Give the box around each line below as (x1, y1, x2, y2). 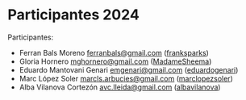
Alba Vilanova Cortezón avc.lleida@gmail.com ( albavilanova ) (19, 82, 221, 92)
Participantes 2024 (7, 6, 140, 24)
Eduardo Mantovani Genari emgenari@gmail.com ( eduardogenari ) (19, 65, 239, 74)
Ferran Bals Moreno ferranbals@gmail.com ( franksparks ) (19, 48, 209, 57)
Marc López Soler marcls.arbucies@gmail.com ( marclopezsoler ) (19, 73, 233, 83)
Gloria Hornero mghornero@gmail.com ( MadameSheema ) (19, 56, 212, 66)
